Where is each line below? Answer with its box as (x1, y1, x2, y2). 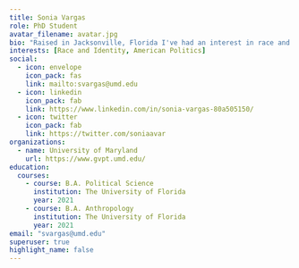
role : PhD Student (9, 21, 78, 30)
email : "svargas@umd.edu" (9, 229, 106, 238)
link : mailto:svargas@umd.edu (25, 80, 139, 88)
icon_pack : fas (25, 71, 82, 80)
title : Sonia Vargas (9, 13, 87, 22)
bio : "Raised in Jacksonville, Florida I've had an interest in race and (9, 38, 291, 47)
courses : (17, 171, 50, 180)
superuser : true (9, 238, 70, 247)
